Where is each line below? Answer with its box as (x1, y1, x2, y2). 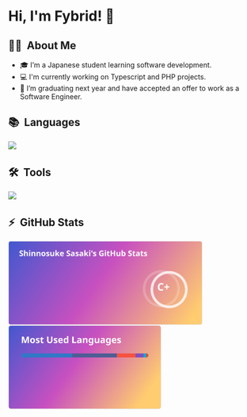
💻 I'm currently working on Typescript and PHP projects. (19, 72, 207, 82)
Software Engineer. (19, 92, 82, 101)
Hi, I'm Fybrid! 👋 (8, 7, 115, 25)
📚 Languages (8, 116, 81, 129)
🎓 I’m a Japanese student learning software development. (19, 60, 212, 70)
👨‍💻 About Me (8, 39, 77, 52)
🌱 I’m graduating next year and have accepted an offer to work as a (19, 83, 240, 93)
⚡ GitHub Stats (8, 216, 85, 229)
